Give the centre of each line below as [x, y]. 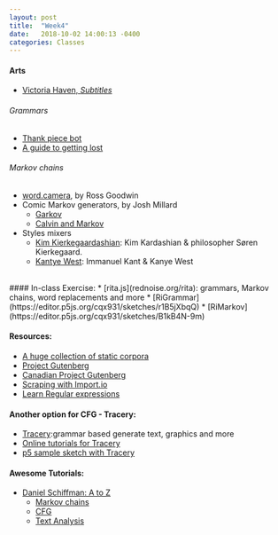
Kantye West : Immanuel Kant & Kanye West [114, 261]
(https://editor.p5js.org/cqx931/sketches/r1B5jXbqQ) [104, 306]
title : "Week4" [39, 26]
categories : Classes [47, 42]
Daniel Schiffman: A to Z [66, 492]
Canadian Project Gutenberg [74, 375]
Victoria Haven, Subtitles [67, 90]
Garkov [48, 214]
